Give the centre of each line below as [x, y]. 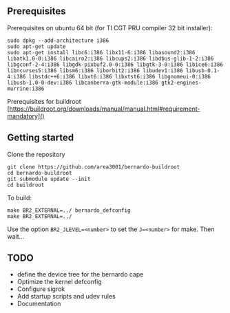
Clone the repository [36, 154]
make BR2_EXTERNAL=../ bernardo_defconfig [69, 210]
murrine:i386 [26, 89]
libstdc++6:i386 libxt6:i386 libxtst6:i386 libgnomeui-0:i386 [120, 76]
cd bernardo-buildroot [40, 173]
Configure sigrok [41, 289]
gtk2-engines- [181, 83]
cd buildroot [26, 185]
